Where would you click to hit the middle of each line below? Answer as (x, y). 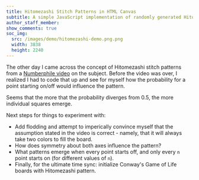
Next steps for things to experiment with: (56, 115)
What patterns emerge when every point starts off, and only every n (97, 152)
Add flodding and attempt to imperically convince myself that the (94, 126)
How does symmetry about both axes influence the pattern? (88, 145)
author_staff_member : (33, 22)
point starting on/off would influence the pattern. (66, 86)
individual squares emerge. (39, 104)
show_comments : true (32, 28)
